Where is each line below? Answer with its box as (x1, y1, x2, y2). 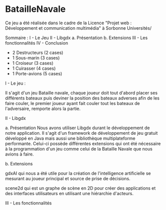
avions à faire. (5, 151, 34, 157)
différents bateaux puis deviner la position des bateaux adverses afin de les (5, 95, 160, 101)
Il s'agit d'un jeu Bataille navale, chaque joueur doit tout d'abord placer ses (5, 90, 158, 96)
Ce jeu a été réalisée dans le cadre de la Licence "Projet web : (5, 20, 132, 26)
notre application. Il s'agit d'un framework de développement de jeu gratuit (5, 130, 158, 136)
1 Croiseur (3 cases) (12, 60, 54, 66)
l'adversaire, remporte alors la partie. (5, 105, 81, 111)
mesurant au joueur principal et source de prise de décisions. (5, 175, 130, 181)
